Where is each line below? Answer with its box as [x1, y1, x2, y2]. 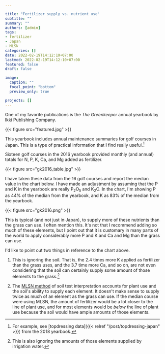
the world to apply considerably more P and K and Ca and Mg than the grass [5, 232, 160, 238]
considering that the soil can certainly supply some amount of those [12, 267, 150, 273]
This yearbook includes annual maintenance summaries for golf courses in [5, 136, 156, 142]
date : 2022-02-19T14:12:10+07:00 [5, 53, 74, 58]
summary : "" [5, 21, 29, 26]
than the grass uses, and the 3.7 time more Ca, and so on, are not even [12, 262, 156, 268]
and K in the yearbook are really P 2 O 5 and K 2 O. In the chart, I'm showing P [5, 186, 156, 193]
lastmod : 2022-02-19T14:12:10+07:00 [5, 57, 80, 62]
